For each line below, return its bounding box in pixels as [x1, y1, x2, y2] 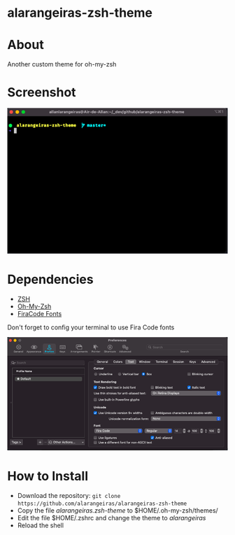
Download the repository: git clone [17, 492, 121, 500]
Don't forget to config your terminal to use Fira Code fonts [7, 323, 175, 331]
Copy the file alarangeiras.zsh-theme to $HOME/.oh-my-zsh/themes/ [17, 506, 218, 515]
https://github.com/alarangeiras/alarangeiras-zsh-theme [17, 500, 187, 508]
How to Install [7, 469, 89, 484]
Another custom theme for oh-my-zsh [7, 60, 117, 69]
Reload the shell [17, 521, 64, 529]
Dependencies [7, 271, 94, 287]
